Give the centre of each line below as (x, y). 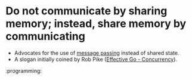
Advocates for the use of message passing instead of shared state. (97, 53)
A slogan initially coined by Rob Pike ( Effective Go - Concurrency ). (95, 59)
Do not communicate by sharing (86, 11)
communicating (46, 36)
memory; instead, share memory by (96, 24)
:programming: (24, 70)
